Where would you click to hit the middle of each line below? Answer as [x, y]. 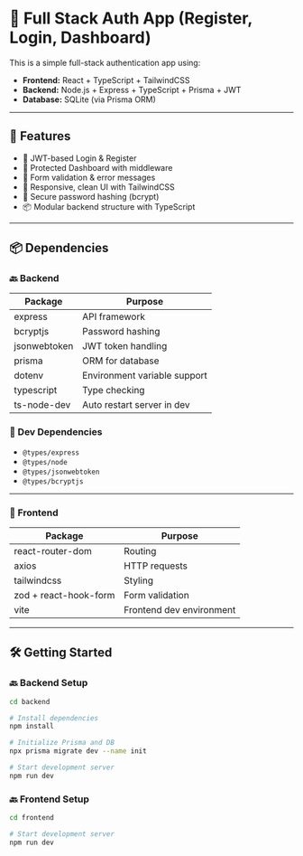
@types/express [51, 452]
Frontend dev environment [180, 610]
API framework [114, 317]
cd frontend [32, 818]
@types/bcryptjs [53, 481]
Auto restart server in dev [137, 405]
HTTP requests [156, 566]
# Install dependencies [54, 718]
